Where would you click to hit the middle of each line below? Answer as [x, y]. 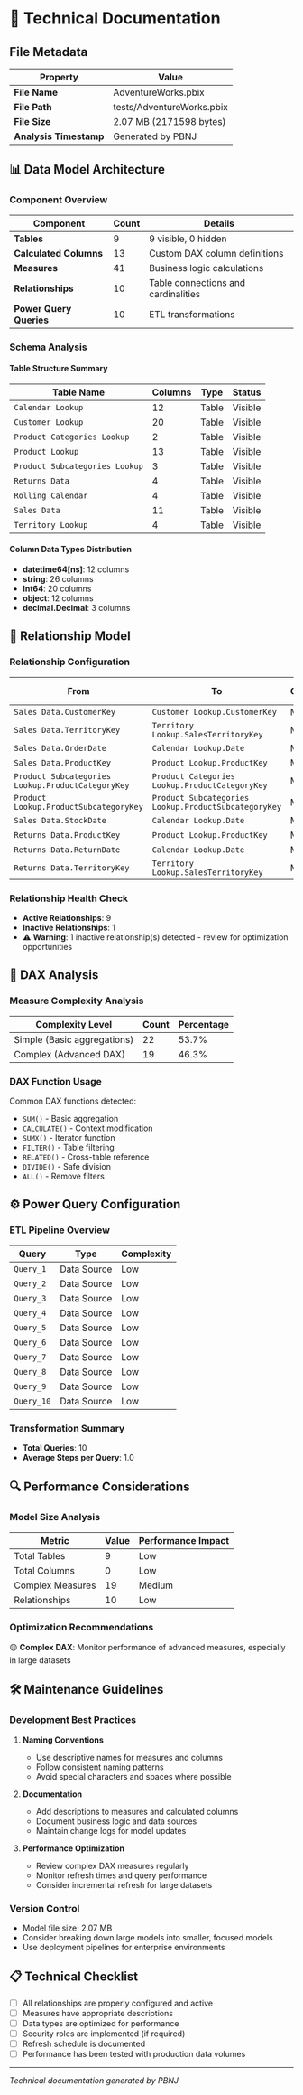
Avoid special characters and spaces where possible [133, 1776]
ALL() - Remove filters [64, 1176]
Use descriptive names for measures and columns [129, 1757]
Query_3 [30, 1298]
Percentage [204, 1024]
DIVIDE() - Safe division [66, 1166]
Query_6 [30, 1342]
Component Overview [59, 200]
